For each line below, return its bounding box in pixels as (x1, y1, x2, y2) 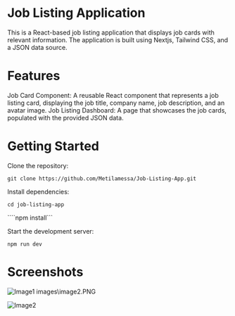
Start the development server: (7, 227, 94, 235)
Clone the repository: (7, 161, 69, 170)
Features (7, 68, 61, 84)
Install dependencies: (7, 187, 70, 196)
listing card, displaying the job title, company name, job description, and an (7, 99, 225, 107)
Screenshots (7, 264, 84, 279)
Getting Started (7, 139, 100, 154)
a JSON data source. (7, 43, 68, 51)
